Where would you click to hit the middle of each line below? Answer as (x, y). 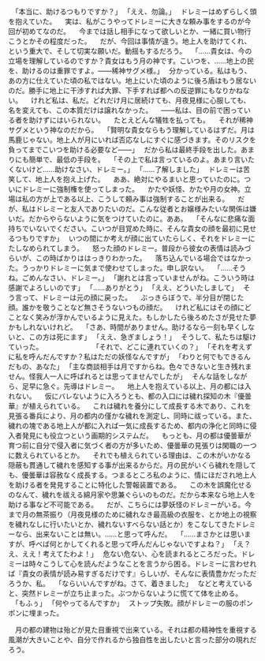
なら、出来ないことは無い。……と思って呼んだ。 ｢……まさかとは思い (129, 534)
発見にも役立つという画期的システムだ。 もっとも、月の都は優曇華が (136, 435)
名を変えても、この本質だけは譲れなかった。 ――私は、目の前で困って (126, 110)
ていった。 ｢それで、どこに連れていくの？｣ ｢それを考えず (130, 347)
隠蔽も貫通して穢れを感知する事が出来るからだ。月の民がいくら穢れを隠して (132, 465)
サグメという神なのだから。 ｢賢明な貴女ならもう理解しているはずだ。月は (131, 130)
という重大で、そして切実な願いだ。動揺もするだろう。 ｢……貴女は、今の (130, 51)
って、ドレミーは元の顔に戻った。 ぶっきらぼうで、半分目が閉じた (133, 297)
